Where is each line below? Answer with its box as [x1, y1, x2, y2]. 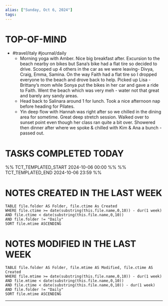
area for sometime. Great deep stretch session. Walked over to [19, 114, 149, 120]
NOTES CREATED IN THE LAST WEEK [5, 187, 162, 199]
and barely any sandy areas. [19, 93, 78, 99]
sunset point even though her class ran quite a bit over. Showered [19, 119, 155, 125]
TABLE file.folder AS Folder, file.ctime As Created [5, 204, 117, 209]
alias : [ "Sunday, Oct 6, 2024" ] [5, 7, 72, 13]
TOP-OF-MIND [5, 34, 67, 45]
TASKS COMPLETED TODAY [5, 147, 124, 159]
